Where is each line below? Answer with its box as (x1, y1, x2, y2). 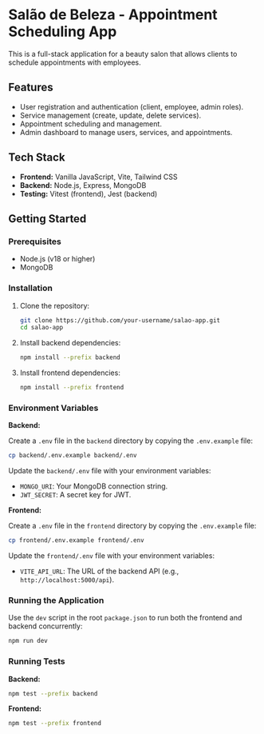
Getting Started (8, 212, 87, 225)
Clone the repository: (19, 301, 90, 310)
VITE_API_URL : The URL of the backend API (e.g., (19, 566, 179, 576)
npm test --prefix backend (8, 689, 98, 697)
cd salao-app (19, 324, 64, 332)
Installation (8, 282, 53, 293)
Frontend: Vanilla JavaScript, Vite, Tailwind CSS (19, 172, 178, 182)
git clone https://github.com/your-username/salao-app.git (19, 316, 221, 325)
